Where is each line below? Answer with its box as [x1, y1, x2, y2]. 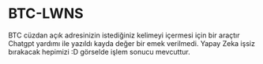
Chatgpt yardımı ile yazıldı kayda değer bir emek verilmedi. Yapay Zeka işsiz [8, 38, 255, 48]
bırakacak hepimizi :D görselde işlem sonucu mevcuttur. [8, 47, 191, 56]
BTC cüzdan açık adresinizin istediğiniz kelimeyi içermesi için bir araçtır [8, 30, 240, 40]
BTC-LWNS [8, 5, 85, 23]
